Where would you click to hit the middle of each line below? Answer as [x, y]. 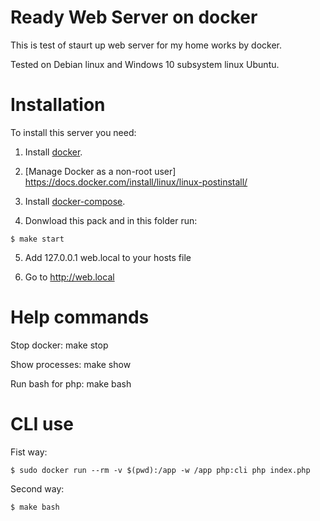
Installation [58, 105]
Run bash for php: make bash [71, 383]
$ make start [37, 239]
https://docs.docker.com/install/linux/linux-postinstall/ [136, 182]
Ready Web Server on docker [134, 17]
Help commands [80, 317]
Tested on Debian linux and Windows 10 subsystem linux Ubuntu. [145, 64]
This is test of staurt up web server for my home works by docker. [146, 45]
